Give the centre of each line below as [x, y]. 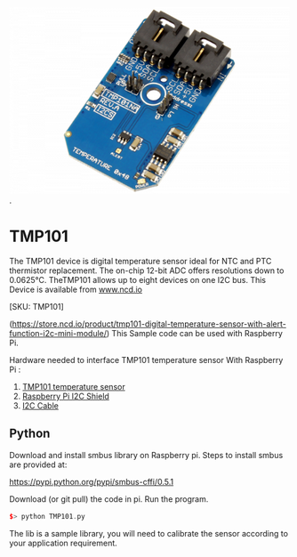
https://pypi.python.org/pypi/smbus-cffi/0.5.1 [92, 481]
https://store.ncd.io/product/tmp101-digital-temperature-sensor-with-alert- [149, 324]
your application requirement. [63, 543]
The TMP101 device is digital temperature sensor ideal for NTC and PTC [140, 261]
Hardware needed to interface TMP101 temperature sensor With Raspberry [146, 359]
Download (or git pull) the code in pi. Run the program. [109, 499]
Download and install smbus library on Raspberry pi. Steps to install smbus [146, 455]
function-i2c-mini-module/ [58, 333]
